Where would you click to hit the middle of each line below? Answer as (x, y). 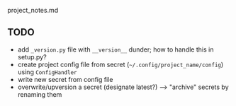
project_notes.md (33, 10)
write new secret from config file (65, 79)
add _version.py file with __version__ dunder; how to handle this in (116, 49)
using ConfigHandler (47, 72)
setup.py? (32, 57)
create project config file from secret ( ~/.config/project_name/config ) (120, 64)
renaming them (40, 94)
